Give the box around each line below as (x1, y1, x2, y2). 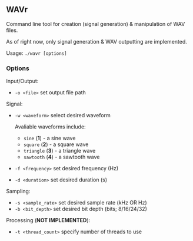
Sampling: (6, 188, 31, 195)
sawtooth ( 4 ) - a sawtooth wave (23, 153, 100, 161)
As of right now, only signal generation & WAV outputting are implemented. (6, 38, 187, 45)
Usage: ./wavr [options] (6, 49, 67, 57)
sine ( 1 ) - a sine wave (23, 135, 76, 142)
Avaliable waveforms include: (14, 123, 86, 130)
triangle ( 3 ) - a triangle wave (23, 147, 96, 154)
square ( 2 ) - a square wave (23, 141, 89, 148)
